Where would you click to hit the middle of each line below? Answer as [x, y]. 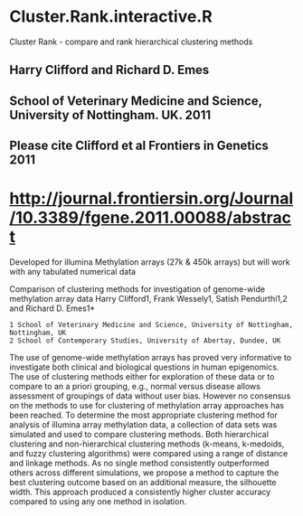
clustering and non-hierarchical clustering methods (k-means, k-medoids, [147, 444]
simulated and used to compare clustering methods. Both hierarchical [139, 435]
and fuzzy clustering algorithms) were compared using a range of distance [149, 454]
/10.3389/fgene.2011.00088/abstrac [151, 218]
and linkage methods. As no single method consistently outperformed [139, 464]
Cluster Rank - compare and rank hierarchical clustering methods [131, 42]
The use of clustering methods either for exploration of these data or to [142, 377]
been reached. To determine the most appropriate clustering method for [144, 415]
